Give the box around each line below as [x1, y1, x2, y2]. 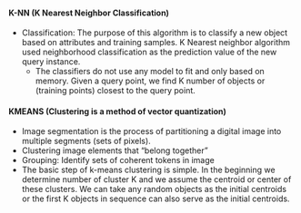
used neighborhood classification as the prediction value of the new [21, 46, 277, 58]
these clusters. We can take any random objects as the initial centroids [21, 184, 287, 195]
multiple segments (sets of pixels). [21, 136, 151, 147]
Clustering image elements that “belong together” [21, 145, 208, 156]
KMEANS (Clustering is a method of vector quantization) [8, 105, 226, 117]
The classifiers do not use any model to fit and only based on [35, 66, 265, 77]
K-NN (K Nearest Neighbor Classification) [8, 7, 170, 18]
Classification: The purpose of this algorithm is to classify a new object [21, 27, 288, 38]
